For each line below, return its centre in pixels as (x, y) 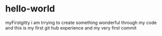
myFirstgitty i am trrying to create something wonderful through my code (81, 22)
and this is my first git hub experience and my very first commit (71, 27)
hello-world (30, 9)
